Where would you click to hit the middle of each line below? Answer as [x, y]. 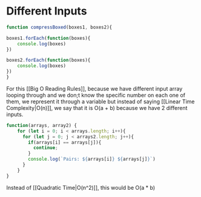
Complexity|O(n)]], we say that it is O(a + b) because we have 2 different [97, 108]
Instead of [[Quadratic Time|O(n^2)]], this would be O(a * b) [81, 187]
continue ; [46, 148]
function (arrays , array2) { [42, 125]
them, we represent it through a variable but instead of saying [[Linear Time [100, 102]
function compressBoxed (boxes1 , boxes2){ [59, 27]
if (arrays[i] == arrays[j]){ [65, 142]
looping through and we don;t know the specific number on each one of [96, 95]
